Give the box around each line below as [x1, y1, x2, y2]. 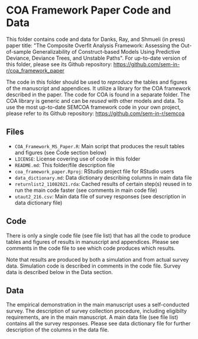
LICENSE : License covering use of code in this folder [14, 155, 141, 162]
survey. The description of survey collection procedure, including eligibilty [6, 308, 187, 315]
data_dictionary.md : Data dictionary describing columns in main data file [14, 174, 192, 181]
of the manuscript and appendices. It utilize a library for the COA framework [6, 84, 191, 92]
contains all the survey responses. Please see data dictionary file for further [6, 320, 191, 327]
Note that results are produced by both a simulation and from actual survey [6, 256, 189, 263]
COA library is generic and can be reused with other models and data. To [6, 97, 184, 104]
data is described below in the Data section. [6, 268, 113, 275]
